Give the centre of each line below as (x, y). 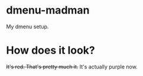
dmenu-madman (48, 10)
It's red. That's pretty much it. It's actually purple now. (72, 67)
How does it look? (51, 50)
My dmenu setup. (27, 27)
